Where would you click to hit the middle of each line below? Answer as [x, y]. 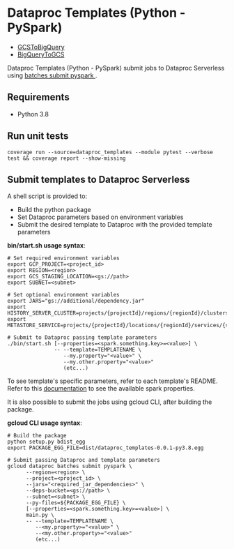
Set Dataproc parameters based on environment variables [100, 217]
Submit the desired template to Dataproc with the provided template [115, 225]
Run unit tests [38, 136]
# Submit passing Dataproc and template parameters [84, 460]
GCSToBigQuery [41, 47]
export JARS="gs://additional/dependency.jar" [76, 301]
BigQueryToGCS [41, 54]
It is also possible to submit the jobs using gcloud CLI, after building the [110, 402]
